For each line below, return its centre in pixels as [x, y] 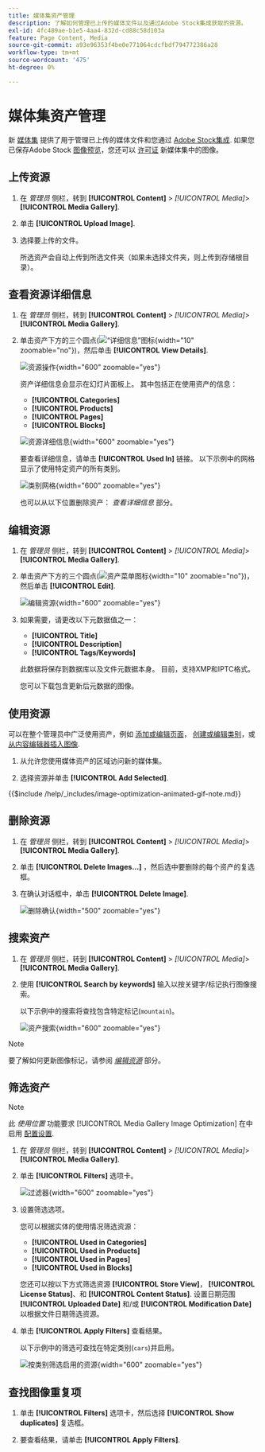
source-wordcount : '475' [49, 60]
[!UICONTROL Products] [72, 409]
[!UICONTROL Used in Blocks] [82, 1268]
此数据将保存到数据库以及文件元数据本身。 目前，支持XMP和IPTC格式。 [137, 669]
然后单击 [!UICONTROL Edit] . [67, 586]
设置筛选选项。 [44, 1209]
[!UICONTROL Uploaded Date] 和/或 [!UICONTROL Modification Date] [136, 1304]
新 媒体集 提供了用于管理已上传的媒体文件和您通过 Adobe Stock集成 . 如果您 [132, 139]
